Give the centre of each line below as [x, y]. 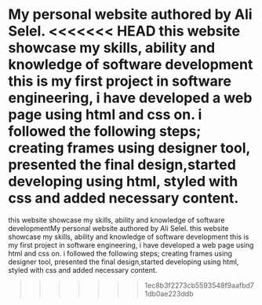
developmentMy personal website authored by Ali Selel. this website [118, 228]
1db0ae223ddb [169, 293]
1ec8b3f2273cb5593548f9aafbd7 [200, 285]
